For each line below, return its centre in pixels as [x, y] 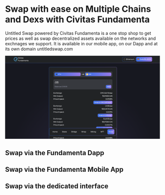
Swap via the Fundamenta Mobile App [64, 169]
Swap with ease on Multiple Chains [78, 9]
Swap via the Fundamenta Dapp [55, 153]
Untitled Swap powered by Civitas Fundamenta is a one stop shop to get [78, 33]
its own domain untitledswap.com [39, 49]
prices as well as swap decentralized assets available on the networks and [81, 38]
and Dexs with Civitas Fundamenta [77, 19]
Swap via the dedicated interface [57, 186]
